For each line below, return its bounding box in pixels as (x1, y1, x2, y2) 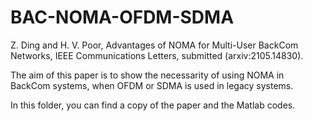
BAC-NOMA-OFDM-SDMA (10, 6, 235, 29)
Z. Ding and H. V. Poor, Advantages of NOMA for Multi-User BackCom (10, 39, 299, 51)
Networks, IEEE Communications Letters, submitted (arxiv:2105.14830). (10, 49, 304, 61)
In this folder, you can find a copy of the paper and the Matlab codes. (10, 99, 296, 111)
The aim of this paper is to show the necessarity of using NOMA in (10, 69, 285, 81)
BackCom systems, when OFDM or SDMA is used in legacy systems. (10, 79, 294, 91)
